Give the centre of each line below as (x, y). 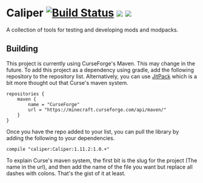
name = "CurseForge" (54, 104)
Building (22, 49)
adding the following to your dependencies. (61, 138)
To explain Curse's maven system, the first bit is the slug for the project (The (102, 160)
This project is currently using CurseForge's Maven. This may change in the (101, 63)
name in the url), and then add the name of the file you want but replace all (99, 167)
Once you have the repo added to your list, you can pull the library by (93, 131)
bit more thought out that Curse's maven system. (67, 82)
